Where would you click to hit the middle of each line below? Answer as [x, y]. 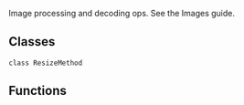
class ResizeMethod [46, 63]
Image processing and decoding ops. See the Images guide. [122, 13]
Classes [32, 42]
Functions [38, 91]
